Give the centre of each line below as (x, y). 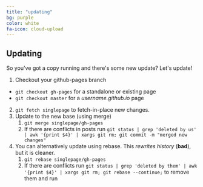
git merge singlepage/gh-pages (64, 123)
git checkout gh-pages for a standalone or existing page (85, 92)
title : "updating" (29, 12)
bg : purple (20, 18)
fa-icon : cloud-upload (35, 29)
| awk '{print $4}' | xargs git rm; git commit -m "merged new (106, 135)
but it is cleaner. (35, 153)
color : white (23, 23)
